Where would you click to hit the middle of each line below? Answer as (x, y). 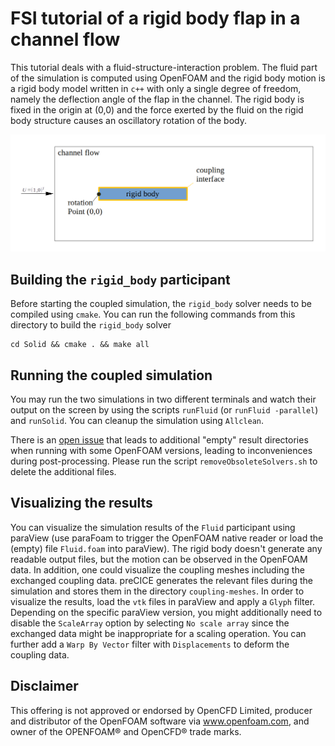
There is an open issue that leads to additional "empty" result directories (159, 440)
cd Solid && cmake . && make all (80, 345)
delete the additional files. (63, 472)
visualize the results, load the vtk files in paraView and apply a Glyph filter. (163, 601)
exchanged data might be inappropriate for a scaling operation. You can (158, 633)
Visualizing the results (81, 503)
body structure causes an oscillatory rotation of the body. (128, 120)
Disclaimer (44, 686)
